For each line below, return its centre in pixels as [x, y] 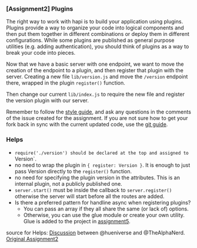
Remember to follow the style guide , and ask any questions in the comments [98, 112]
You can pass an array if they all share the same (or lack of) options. [106, 209]
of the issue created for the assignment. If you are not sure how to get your [97, 118]
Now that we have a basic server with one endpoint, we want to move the [95, 64]
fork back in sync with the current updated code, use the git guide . [87, 125]
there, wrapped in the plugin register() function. [66, 83]
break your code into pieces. [41, 53]
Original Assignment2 [32, 239]
